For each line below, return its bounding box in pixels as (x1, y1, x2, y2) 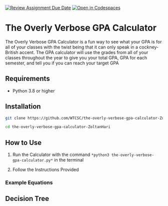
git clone (5, 115, 26, 120)
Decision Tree (5, 194, 49, 203)
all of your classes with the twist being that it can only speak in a (5, 44, 138, 50)
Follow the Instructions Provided (12, 166, 79, 172)
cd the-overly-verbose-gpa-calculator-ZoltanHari (5, 124, 111, 129)
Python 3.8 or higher (12, 87, 55, 93)
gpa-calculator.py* (12, 158, 53, 163)
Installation (5, 102, 41, 111)
